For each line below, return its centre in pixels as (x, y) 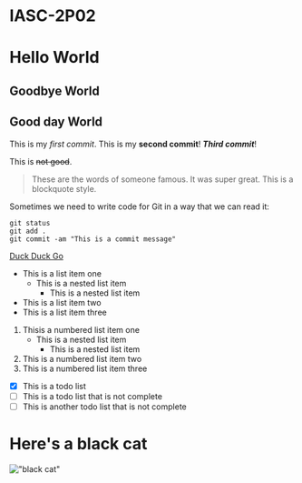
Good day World (56, 122)
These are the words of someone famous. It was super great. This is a (162, 179)
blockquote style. (64, 188)
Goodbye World (54, 91)
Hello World (54, 58)
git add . (28, 231)
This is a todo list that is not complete (93, 396)
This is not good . (41, 161)
